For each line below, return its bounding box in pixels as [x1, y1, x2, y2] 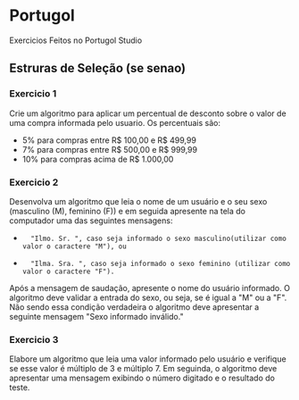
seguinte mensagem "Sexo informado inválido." [9, 311, 185, 321]
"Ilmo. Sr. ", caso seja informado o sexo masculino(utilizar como [30, 234, 287, 243]
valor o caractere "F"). [21, 267, 115, 276]
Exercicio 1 [9, 87, 57, 100]
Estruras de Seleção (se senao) [9, 61, 187, 76]
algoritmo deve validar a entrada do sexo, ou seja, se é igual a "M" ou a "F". [9, 292, 287, 303]
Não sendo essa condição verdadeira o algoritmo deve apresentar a [9, 301, 260, 312]
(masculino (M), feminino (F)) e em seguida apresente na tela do [9, 205, 245, 216]
